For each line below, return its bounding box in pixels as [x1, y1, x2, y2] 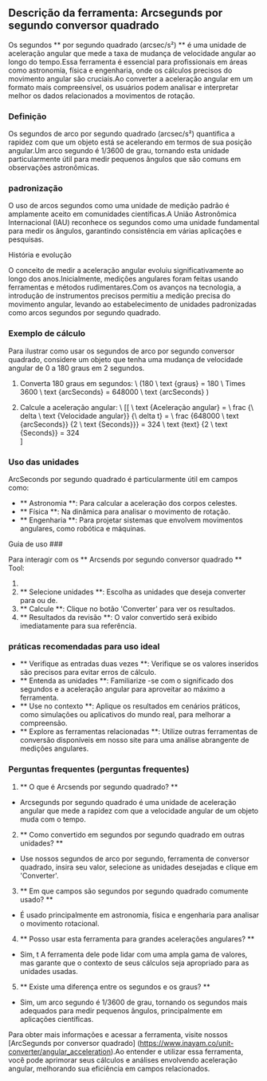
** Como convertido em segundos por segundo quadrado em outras [19, 830, 245, 839]
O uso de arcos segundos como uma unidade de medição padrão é [8, 201, 230, 211]
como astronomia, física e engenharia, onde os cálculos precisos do [8, 65, 233, 75]
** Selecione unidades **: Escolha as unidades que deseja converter [19, 587, 246, 597]
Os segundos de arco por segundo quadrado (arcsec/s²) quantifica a [8, 129, 235, 139]
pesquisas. [8, 235, 45, 244]
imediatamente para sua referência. [19, 621, 137, 630]
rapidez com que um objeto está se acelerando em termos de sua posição [8, 137, 253, 147]
